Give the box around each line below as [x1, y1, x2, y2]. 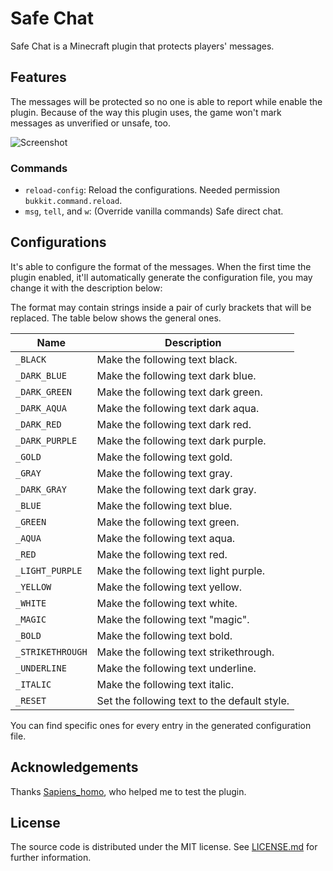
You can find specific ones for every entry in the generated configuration [10, 719, 312, 731]
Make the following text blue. [96, 498, 233, 512]
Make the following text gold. [96, 450, 233, 464]
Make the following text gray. [96, 466, 233, 480]
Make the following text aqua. [96, 531, 236, 545]
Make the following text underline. [96, 661, 257, 675]
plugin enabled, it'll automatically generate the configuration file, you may [10, 271, 313, 283]
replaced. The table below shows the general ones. [10, 312, 222, 324]
